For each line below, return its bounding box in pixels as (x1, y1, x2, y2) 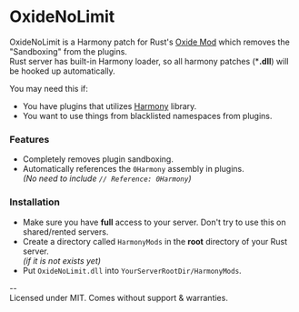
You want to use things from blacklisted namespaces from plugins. (22, 110, 273, 121)
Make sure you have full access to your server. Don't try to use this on (22, 216, 286, 227)
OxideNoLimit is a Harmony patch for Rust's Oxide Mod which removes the (9, 36, 291, 47)
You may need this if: (9, 83, 89, 94)
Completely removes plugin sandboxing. (22, 154, 174, 165)
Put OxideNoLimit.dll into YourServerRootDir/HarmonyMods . (22, 265, 243, 276)
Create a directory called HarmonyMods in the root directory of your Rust (22, 236, 288, 247)
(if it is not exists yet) (22, 255, 102, 266)
